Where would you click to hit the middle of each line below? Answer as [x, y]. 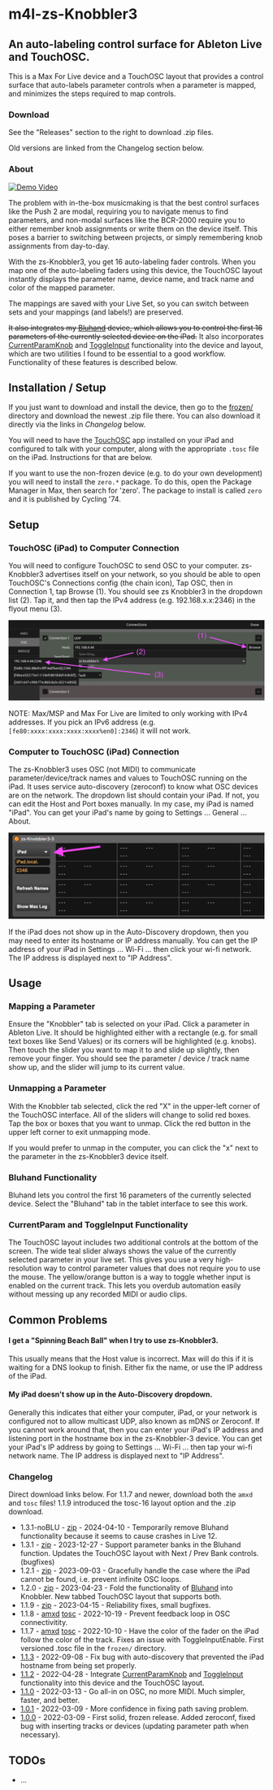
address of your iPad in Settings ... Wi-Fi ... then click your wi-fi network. [130, 949]
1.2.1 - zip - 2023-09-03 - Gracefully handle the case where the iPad [135, 1571]
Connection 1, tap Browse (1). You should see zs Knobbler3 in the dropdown [135, 592]
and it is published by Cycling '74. [65, 499]
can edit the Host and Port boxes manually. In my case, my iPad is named [131, 804]
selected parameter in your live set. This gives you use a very [111, 1260]
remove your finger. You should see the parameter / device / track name [129, 1058]
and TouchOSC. [49, 56]
